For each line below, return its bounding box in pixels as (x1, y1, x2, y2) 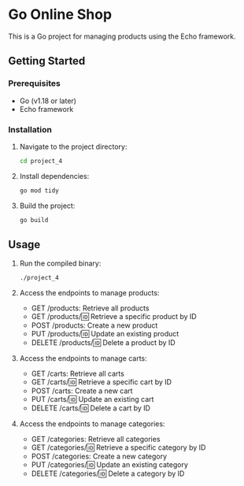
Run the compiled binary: (19, 258, 102, 269)
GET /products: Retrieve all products (31, 303, 150, 313)
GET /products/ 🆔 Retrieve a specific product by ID (31, 312, 197, 321)
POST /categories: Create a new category (31, 451, 168, 462)
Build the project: (19, 201, 76, 210)
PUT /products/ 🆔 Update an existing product (31, 329, 179, 339)
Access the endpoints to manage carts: (19, 354, 147, 363)
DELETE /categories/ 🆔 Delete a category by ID (31, 469, 185, 478)
